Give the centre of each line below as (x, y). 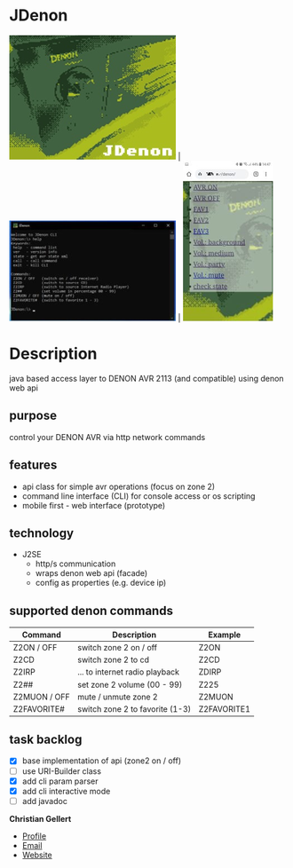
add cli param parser (60, 781)
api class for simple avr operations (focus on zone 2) (119, 486)
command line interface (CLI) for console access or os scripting (139, 496)
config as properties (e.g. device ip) (101, 583)
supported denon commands (91, 610)
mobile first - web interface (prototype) (94, 505)
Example (225, 635)
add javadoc (45, 801)
